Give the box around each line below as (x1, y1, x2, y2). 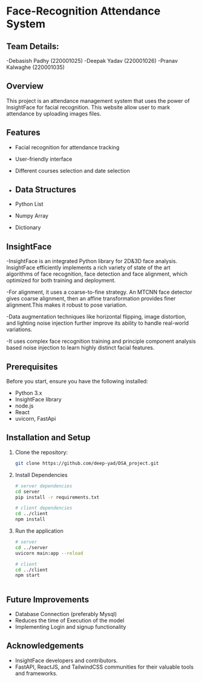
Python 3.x (15, 389, 42, 397)
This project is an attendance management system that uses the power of (6, 97, 190, 104)
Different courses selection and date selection (15, 167, 130, 174)
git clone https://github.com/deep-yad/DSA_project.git (15, 460, 159, 466)
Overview (6, 81, 44, 91)
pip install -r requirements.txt (15, 494, 100, 500)
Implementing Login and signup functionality (15, 623, 126, 631)
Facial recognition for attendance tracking (15, 143, 120, 151)
